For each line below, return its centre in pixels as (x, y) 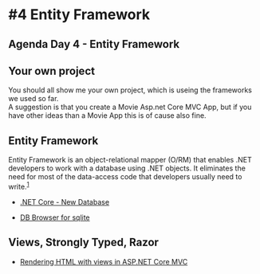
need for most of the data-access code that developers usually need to (125, 177)
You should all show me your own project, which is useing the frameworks (130, 90)
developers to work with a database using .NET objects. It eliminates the (127, 168)
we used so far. (33, 99)
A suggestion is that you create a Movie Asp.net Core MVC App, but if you (130, 107)
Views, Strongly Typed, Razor (84, 243)
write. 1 (19, 186)
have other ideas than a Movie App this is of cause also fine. (107, 115)
